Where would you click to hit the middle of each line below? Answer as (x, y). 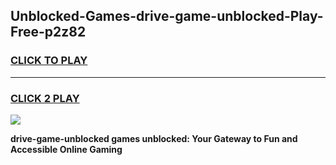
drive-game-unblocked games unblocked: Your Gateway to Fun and (154, 138)
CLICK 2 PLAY (45, 98)
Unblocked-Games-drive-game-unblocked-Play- (167, 16)
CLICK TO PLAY (49, 61)
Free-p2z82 (48, 32)
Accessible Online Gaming (66, 149)
